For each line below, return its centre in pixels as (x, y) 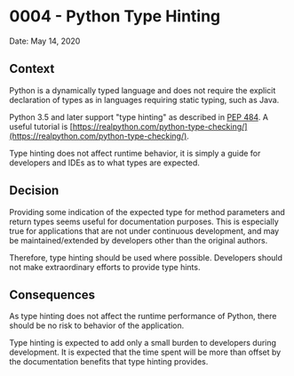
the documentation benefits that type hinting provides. (109, 362)
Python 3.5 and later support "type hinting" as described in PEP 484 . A (139, 116)
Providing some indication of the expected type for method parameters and (147, 212)
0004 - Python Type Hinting (115, 16)
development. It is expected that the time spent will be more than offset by (145, 352)
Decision (34, 191)
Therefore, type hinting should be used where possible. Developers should (146, 257)
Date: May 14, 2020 (45, 41)
